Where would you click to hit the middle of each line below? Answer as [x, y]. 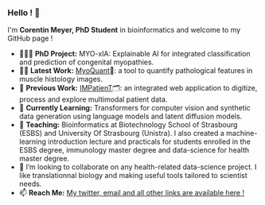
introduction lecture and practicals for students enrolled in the [150, 141]
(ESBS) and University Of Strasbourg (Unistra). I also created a [121, 133]
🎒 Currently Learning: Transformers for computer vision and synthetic [135, 108]
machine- [242, 133]
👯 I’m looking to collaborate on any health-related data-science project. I [138, 167]
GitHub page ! [30, 38]
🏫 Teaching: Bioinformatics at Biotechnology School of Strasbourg [128, 125]
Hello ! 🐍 [24, 13]
